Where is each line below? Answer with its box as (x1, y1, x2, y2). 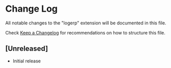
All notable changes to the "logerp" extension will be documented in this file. (5, 20, 166, 26)
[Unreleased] (5, 44, 48, 53)
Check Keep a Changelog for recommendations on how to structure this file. (5, 29, 166, 36)
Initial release (12, 58, 41, 64)
